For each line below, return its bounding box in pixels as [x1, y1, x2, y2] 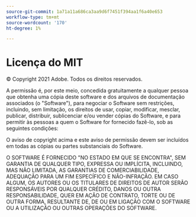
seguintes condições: [6, 125, 59, 132]
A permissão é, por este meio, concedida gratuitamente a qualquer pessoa [6, 87, 188, 94]
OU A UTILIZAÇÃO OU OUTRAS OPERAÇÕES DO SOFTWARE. [6, 205, 157, 212]
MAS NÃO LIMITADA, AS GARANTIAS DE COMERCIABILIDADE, [6, 167, 159, 174]
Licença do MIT [6, 56, 83, 69]
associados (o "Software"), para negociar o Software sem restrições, [6, 100, 175, 107]
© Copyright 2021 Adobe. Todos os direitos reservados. [6, 75, 143, 83]
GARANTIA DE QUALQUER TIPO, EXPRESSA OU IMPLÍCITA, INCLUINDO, [6, 161, 184, 168]
